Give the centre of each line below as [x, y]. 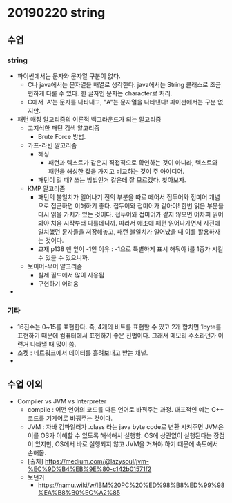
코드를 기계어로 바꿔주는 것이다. [70, 418]
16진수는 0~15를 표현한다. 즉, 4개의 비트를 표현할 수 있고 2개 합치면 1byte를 [119, 327]
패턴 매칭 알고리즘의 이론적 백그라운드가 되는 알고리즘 [89, 119]
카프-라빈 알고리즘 [52, 145]
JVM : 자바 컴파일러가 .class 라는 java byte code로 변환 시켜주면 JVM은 [126, 426]
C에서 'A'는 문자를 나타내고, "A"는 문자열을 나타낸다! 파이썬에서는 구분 [122, 102]
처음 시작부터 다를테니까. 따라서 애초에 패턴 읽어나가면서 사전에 [136, 223]
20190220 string [56, 13]
